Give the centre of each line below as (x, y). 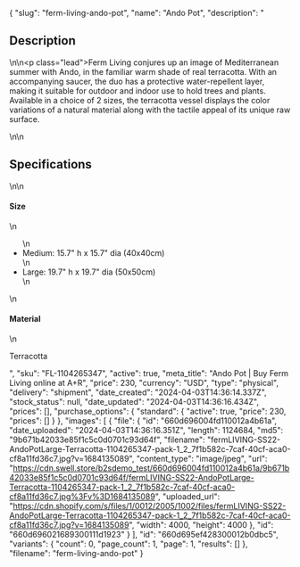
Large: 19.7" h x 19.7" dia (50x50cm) (89, 272)
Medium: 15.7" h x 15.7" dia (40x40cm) (93, 252)
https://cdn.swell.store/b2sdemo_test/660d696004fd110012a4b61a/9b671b (151, 468)
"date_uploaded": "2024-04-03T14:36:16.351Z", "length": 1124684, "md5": (146, 431)
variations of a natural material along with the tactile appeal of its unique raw (150, 110)
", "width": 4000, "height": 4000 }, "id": (201, 525)
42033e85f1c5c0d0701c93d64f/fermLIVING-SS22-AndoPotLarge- (132, 478)
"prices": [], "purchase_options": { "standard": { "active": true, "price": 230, (148, 411)
